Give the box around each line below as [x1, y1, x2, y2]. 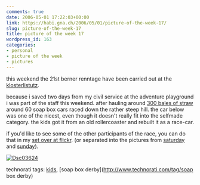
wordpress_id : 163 [6, 36, 52, 42]
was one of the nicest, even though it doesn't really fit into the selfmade [6, 112, 183, 119]
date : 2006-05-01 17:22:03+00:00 [6, 14, 90, 20]
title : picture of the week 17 [6, 31, 84, 37]
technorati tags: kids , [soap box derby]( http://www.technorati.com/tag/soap [6, 165, 193, 173]
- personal [6, 48, 33, 54]
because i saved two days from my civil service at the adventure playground [6, 93, 194, 100]
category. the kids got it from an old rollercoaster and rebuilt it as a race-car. [6, 118, 195, 125]
